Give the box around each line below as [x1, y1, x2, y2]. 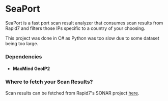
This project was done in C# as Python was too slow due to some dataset [5, 35, 159, 41]
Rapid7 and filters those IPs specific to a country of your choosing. [5, 25, 146, 31]
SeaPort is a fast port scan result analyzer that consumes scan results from [5, 20, 163, 26]
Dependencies [5, 53, 42, 60]
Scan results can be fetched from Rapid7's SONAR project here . [5, 90, 139, 96]
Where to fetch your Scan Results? [5, 78, 93, 85]
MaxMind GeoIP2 [12, 65, 50, 72]
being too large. [5, 40, 39, 46]
